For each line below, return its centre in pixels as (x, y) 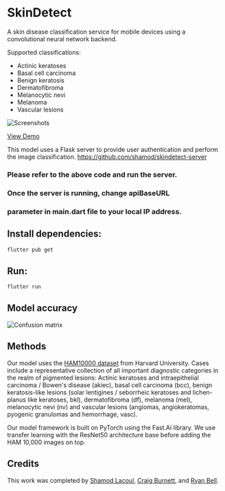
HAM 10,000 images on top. (46, 442)
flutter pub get (30, 250)
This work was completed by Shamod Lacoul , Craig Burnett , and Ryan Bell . (113, 480)
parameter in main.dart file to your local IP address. (94, 211)
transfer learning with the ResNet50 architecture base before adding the (109, 435)
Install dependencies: (54, 234)
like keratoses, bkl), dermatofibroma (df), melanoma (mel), (110, 400)
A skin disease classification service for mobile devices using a (96, 32)
